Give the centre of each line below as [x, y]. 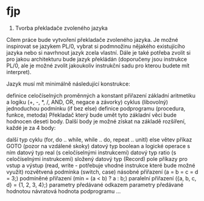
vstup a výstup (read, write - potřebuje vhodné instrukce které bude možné [101, 165]
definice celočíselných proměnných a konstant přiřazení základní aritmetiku [101, 95]
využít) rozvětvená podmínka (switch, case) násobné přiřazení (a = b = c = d [102, 172]
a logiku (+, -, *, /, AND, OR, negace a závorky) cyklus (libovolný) [87, 102]
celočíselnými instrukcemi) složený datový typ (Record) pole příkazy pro [97, 158]
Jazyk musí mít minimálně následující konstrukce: [68, 84]
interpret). [19, 72]
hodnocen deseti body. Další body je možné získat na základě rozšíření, [96, 121]
